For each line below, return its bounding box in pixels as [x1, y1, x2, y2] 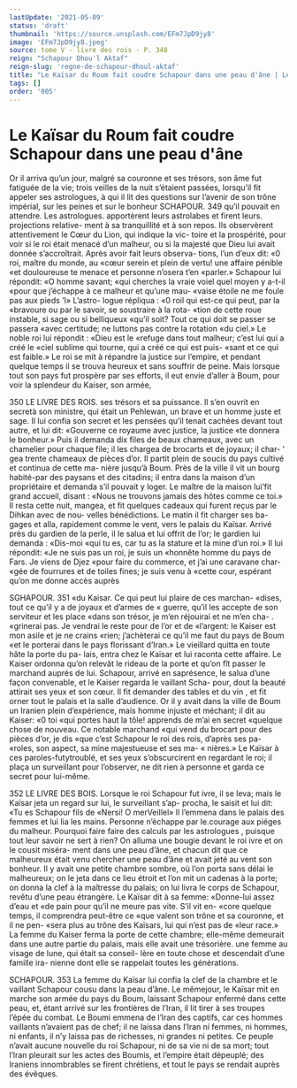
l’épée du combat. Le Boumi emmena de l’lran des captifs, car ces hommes [9, 1012, 283, 1023]
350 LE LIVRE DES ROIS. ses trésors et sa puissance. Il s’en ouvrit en [9, 397, 260, 408]
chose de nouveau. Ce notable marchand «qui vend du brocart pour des [9, 724, 272, 735]
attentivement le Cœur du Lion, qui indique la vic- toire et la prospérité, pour [9, 229, 287, 240]
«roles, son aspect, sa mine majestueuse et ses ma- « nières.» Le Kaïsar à [9, 743, 279, 754]
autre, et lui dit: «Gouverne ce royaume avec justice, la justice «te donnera [9, 425, 280, 436]
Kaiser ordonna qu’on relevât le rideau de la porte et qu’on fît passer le [9, 658, 266, 669]
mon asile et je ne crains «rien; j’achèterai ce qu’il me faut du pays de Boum [9, 630, 285, 641]
